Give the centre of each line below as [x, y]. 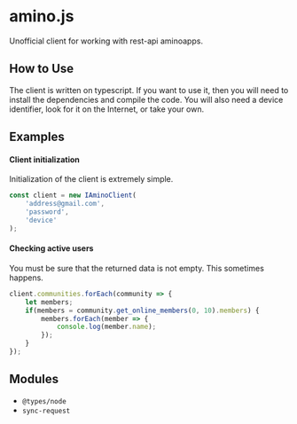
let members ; [49, 302]
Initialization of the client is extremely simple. [91, 179]
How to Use [42, 69]
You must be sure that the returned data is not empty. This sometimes [137, 268]
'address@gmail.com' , [65, 204]
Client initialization [44, 159]
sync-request [46, 411]
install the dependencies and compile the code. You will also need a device [146, 99]
